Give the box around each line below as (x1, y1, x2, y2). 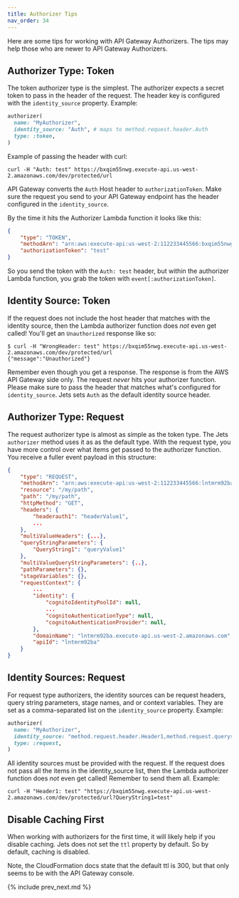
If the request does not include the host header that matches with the (7, 314, 211, 322)
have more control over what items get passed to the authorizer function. (7, 445, 222, 453)
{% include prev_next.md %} (7, 883, 91, 892)
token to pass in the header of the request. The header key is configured (7, 91, 221, 100)
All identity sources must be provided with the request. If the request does (7, 759, 225, 768)
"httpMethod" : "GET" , (20, 500, 84, 507)
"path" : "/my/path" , (20, 493, 81, 500)
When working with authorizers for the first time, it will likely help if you (7, 832, 216, 841)
